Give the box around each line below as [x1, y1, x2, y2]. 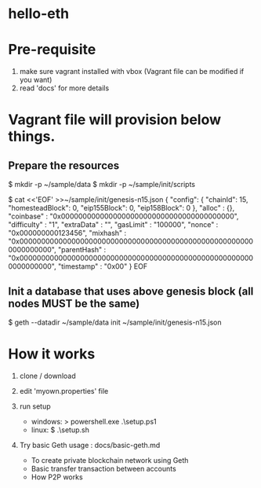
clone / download [19, 371, 76, 380]
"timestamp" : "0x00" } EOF [57, 262, 147, 271]
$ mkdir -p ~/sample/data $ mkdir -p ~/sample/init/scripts [8, 180, 196, 189]
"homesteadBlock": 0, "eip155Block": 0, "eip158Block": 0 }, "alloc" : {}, [8, 204, 235, 213]
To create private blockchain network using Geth [31, 455, 189, 464]
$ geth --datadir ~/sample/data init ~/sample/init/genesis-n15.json [8, 317, 222, 327]
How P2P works [31, 472, 84, 482]
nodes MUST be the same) [8, 296, 140, 310]
